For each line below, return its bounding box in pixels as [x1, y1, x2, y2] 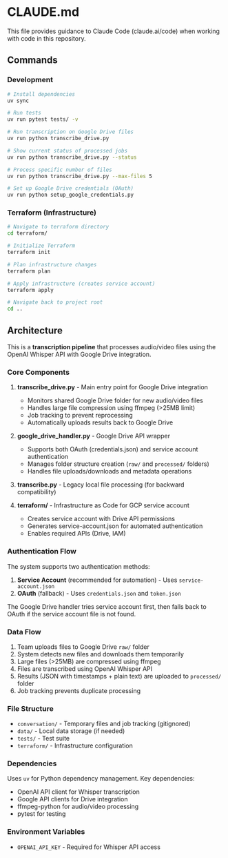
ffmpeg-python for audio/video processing [17, 802, 139, 811]
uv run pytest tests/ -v [7, 116, 79, 123]
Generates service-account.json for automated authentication [27, 522, 203, 530]
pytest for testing [17, 810, 66, 818]
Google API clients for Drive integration [17, 795, 128, 803]
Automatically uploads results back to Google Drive [27, 418, 174, 427]
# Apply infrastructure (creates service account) [7, 280, 156, 287]
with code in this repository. [7, 34, 86, 42]
